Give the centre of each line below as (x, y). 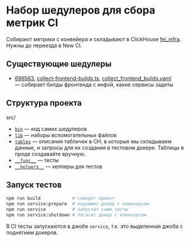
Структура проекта (44, 103)
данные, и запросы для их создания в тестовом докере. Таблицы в (99, 148)
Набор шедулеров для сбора (81, 10)
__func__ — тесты (37, 160)
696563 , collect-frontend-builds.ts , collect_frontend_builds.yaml (93, 78)
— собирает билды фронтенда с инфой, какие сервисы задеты (94, 84)
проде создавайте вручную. (50, 153)
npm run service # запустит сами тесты (67, 210)
